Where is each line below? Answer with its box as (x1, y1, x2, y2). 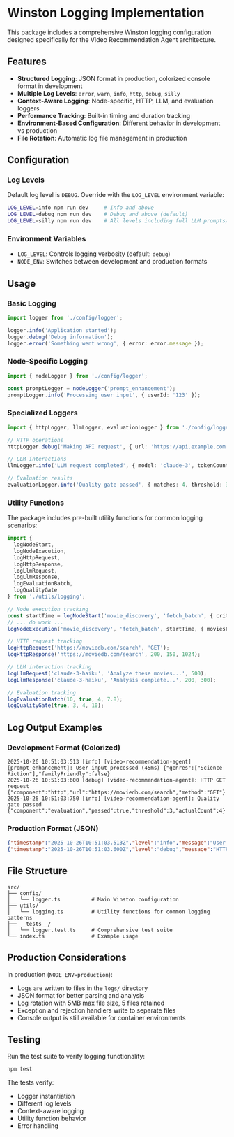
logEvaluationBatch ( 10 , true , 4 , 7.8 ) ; (7, 696, 123, 703)
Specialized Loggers (7, 408, 78, 417)
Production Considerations (7, 952, 127, 964)
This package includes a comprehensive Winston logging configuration (7, 28, 212, 36)
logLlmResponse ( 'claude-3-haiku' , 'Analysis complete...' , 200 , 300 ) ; (7, 676, 217, 683)
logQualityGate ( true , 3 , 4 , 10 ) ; (7, 702, 104, 709)
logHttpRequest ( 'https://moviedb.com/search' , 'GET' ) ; (7, 645, 170, 652)
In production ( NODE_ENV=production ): (7, 970, 113, 978)
